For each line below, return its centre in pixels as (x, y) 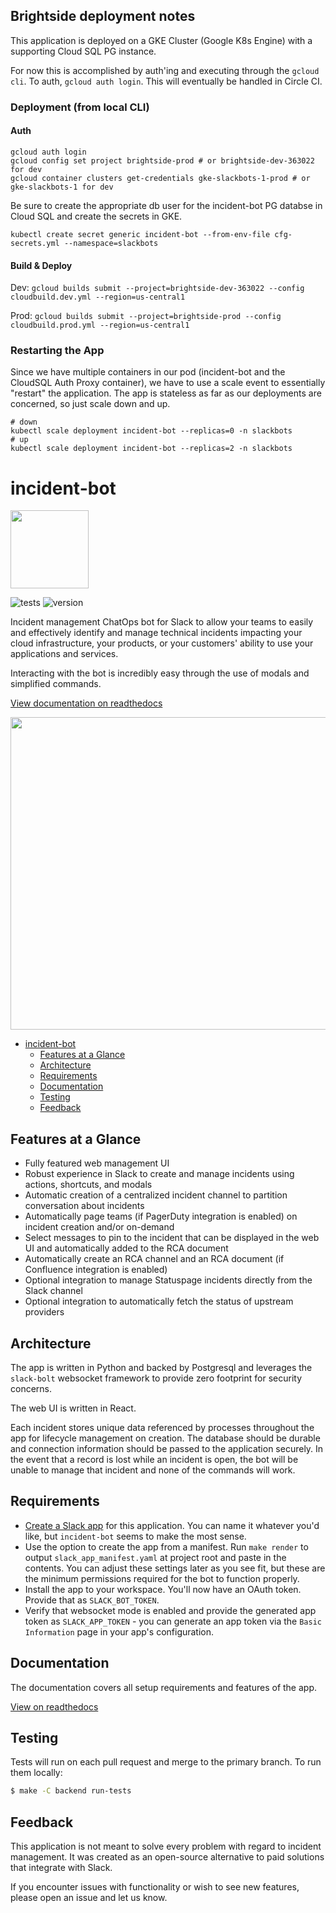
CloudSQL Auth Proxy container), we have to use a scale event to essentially (168, 383)
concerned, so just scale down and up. (90, 404)
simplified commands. (56, 684)
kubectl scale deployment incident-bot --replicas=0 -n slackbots (151, 431)
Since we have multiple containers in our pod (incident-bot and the (148, 372)
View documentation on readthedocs (86, 703)
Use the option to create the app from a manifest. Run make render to (166, 1546)
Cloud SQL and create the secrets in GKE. (96, 216)
